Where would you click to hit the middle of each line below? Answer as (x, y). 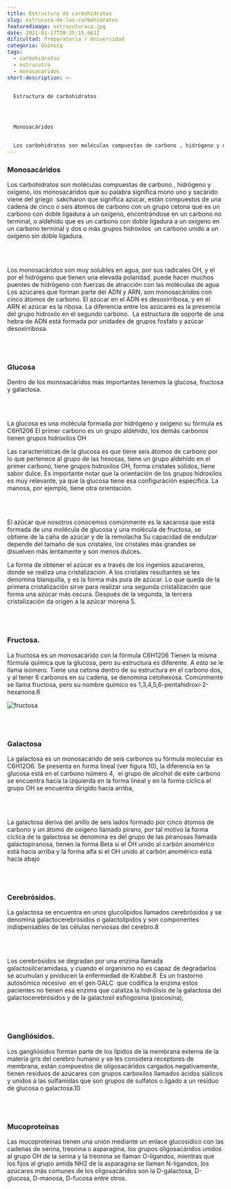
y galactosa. (24, 390)
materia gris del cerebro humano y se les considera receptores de (101, 1059)
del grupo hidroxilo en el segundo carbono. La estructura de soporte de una (115, 314)
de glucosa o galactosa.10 (44, 1088)
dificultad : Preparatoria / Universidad (66, 39)
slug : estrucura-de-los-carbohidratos (63, 20)
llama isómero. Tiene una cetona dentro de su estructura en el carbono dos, (115, 670)
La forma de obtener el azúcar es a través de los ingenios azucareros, (106, 565)
